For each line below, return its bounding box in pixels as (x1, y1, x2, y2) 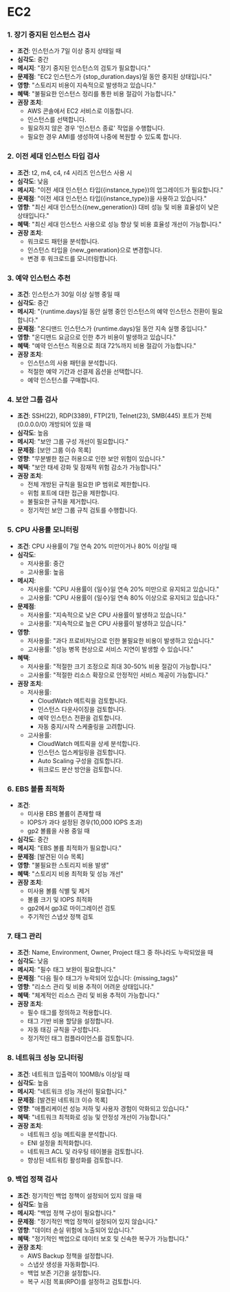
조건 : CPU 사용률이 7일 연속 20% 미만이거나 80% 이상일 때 (16, 542, 177, 550)
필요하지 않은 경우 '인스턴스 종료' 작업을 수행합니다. (27, 124, 165, 133)
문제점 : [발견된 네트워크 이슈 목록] (16, 1096, 108, 1104)
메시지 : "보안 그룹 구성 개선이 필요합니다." (16, 438, 129, 446)
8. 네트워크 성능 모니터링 (7, 1053, 84, 1063)
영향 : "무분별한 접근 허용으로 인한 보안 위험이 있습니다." (16, 455, 165, 463)
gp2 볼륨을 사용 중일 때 (27, 826, 91, 835)
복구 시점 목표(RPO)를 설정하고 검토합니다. (27, 1277, 142, 1285)
